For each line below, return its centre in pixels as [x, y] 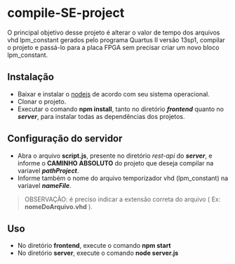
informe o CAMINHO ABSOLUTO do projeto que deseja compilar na [115, 163]
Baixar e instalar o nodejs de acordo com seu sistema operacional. [114, 94]
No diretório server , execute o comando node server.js [98, 253]
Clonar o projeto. [42, 101]
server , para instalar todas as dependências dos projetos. [101, 116]
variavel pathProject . [48, 170]
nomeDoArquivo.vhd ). [59, 206]
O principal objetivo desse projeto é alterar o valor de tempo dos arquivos [114, 32]
